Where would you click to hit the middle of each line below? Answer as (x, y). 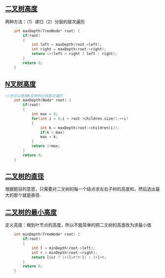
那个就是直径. (27, 195)
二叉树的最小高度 (31, 212)
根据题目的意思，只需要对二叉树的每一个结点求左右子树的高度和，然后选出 (80, 189)
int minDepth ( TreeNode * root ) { (47, 234)
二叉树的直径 (25, 176)
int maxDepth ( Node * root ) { (42, 100)
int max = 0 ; (44, 114)
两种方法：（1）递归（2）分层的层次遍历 (45, 22)
